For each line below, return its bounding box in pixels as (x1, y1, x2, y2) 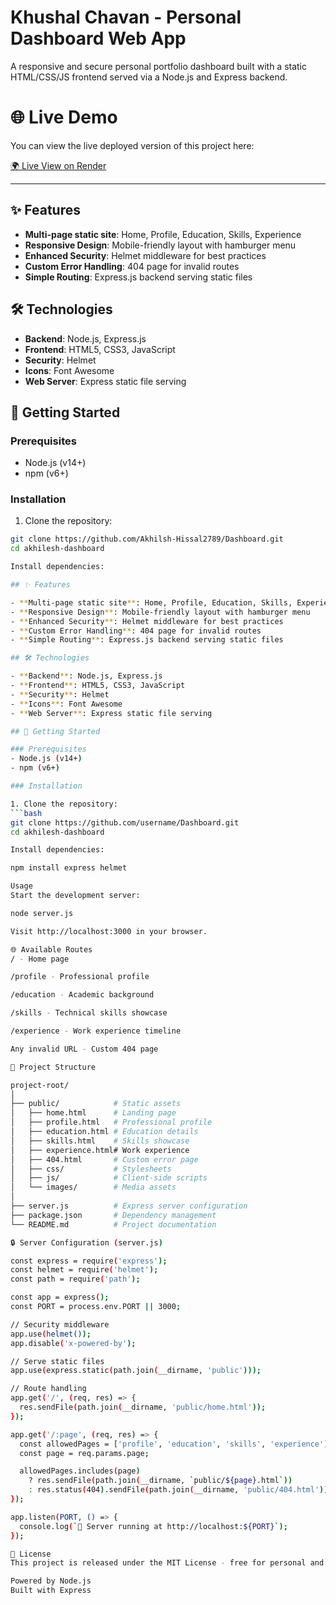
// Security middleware (10, 1319, 110, 1330)
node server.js (10, 908, 74, 918)
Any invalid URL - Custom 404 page (10, 1044, 159, 1054)
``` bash (10, 808, 43, 818)
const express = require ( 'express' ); (10, 1256, 168, 1266)
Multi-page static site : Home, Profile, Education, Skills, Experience (24, 228, 302, 240)
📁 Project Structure (10, 1062, 97, 1072)
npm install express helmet (10, 863, 128, 873)
